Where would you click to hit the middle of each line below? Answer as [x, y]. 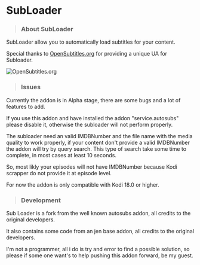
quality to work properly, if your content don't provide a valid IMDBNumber [98, 142]
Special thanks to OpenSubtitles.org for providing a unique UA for [87, 54]
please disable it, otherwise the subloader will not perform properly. [90, 124]
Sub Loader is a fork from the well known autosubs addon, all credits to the [99, 214]
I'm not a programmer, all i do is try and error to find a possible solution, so [98, 249]
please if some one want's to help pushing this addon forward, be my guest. [100, 255]
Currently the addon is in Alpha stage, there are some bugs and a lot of [93, 100]
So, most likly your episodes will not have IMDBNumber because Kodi [92, 167]
